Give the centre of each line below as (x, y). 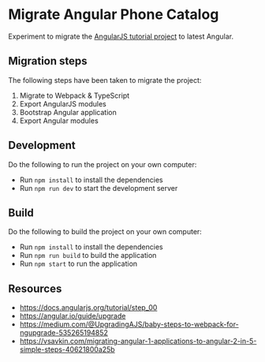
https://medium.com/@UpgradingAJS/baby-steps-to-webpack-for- (129, 324)
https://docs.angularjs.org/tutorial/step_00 (88, 308)
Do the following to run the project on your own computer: (103, 164)
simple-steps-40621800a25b (67, 349)
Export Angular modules (59, 121)
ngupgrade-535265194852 (64, 333)
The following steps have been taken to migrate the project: (105, 80)
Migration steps (48, 61)
